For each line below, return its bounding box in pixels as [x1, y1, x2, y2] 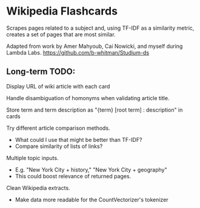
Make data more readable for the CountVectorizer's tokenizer [15, 196, 168, 203]
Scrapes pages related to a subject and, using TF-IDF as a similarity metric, [6, 24, 195, 32]
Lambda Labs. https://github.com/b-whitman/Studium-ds [6, 49, 150, 56]
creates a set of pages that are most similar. [6, 30, 116, 38]
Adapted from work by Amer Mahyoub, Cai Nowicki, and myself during [6, 42, 183, 50]
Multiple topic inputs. [6, 154, 59, 161]
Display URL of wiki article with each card [6, 82, 110, 90]
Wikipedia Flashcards [6, 4, 118, 18]
